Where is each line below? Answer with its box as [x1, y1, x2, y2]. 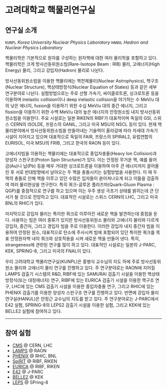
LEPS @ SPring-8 [12, 379, 49, 385]
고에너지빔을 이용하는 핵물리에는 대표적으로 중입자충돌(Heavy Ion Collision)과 [5, 151, 157, 156]
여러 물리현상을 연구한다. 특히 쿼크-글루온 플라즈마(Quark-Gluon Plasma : [10, 182, 155, 187]
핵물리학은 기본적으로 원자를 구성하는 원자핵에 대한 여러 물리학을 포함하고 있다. [5, 55, 158, 61]
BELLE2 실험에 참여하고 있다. [5, 309, 62, 314]
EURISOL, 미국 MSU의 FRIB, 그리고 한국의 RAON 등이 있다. [5, 140, 121, 146]
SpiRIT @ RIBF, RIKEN [12, 358, 57, 364]
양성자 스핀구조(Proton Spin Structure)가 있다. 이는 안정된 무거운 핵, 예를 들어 [5, 157, 157, 162]
